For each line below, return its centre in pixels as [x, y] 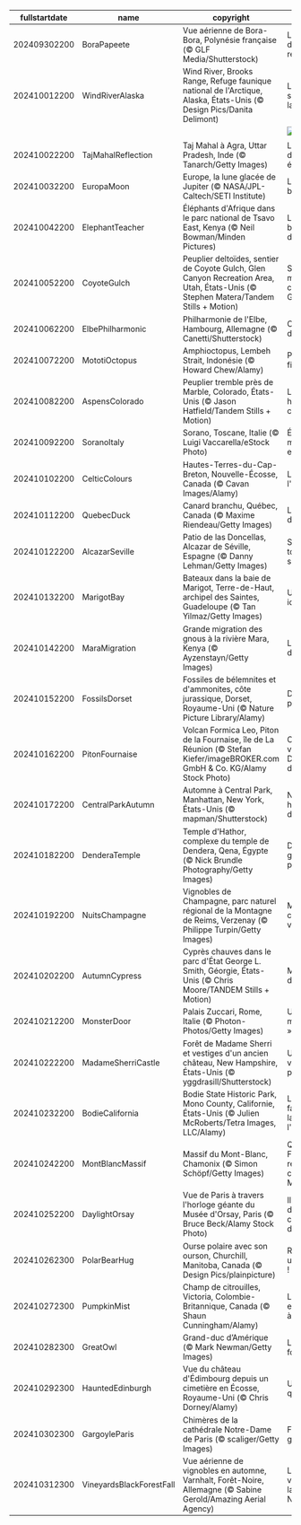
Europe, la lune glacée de [229, 177]
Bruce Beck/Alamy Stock [228, 1224]
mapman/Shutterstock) [225, 819]
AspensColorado [113, 401]
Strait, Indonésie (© [219, 360]
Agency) [198, 1508]
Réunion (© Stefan [217, 749]
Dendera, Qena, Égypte [225, 850]
